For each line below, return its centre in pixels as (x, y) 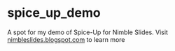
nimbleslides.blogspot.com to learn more (66, 39)
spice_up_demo (54, 13)
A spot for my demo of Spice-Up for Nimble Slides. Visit (87, 32)
